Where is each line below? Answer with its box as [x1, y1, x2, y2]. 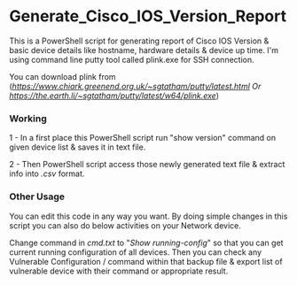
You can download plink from [9, 71, 117, 81]
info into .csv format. [9, 168, 85, 179]
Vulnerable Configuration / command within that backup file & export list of [9, 256, 283, 266]
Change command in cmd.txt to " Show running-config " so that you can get [9, 237, 284, 248]
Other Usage [9, 190, 65, 203]
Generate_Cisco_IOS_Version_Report [9, 6, 286, 27]
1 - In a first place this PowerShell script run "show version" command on [9, 133, 277, 143]
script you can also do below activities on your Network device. [9, 220, 241, 231]
